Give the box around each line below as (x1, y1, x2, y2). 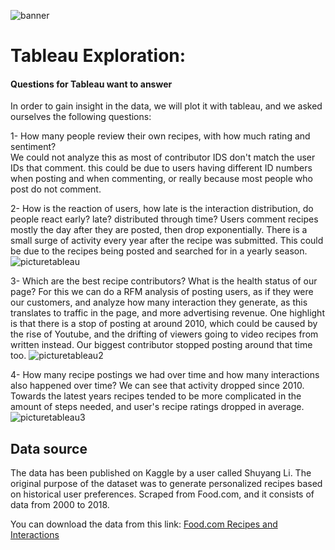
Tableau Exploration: (10, 45, 187, 67)
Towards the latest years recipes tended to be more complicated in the (10, 390, 302, 402)
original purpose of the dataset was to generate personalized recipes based (10, 478, 323, 490)
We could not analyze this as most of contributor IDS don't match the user (10, 151, 316, 164)
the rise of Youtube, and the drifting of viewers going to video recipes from (10, 328, 319, 340)
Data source (10, 440, 88, 457)
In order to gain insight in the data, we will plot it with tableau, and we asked (10, 100, 323, 112)
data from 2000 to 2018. (10, 499, 110, 511)
